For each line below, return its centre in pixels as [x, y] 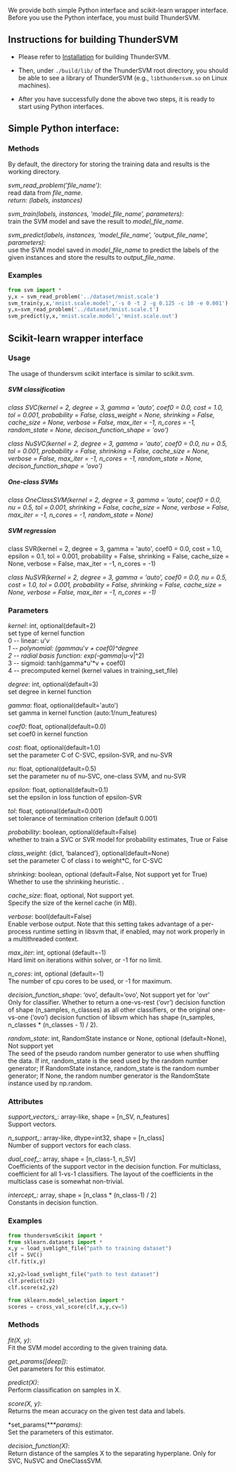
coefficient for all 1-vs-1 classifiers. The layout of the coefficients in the [111, 1174]
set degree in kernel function [50, 692]
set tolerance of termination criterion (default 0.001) [83, 819]
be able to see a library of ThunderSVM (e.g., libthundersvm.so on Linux [123, 77]
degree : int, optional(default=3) [53, 684]
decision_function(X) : [39, 1445]
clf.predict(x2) [32, 1281]
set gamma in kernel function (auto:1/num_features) [83, 713]
